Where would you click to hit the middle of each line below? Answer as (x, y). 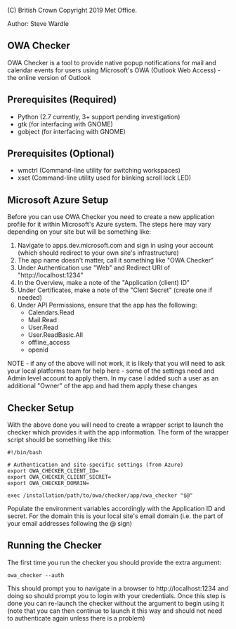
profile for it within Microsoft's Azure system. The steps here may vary (109, 225)
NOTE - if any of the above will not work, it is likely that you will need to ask (116, 364)
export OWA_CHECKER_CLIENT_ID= (53, 471)
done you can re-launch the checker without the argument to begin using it (116, 603)
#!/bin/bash (25, 453)
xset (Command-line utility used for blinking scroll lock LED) (104, 178)
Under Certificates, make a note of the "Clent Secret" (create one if (115, 290)
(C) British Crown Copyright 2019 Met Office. (72, 10)
